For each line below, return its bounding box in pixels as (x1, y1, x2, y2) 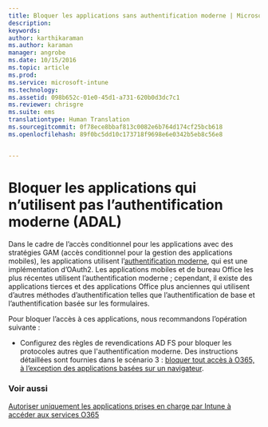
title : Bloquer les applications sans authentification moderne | (8, 11, 234, 20)
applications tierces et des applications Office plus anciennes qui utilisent (8, 281, 250, 291)
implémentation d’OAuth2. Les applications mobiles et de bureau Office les (8, 264, 254, 274)
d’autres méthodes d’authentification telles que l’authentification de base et (8, 290, 255, 299)
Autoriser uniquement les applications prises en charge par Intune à (8, 401, 231, 411)
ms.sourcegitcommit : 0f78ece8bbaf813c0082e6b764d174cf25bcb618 (8, 123, 223, 131)
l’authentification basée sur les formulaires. (8, 299, 150, 308)
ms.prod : (8, 71, 37, 79)
